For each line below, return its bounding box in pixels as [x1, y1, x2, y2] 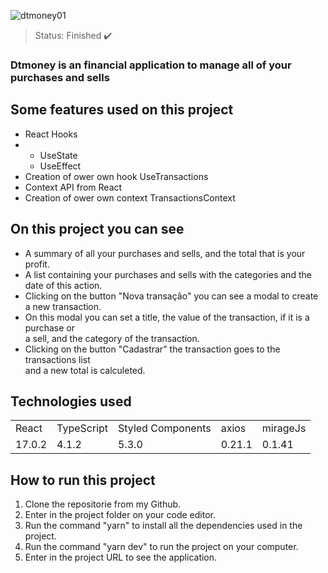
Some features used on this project [10, 101, 234, 119]
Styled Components [118, 421, 212, 435]
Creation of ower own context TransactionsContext [24, 191, 236, 204]
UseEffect [39, 160, 82, 172]
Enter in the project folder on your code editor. [24, 509, 216, 521]
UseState [39, 149, 78, 161]
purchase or [24, 321, 75, 334]
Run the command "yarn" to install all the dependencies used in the [24, 520, 303, 532]
